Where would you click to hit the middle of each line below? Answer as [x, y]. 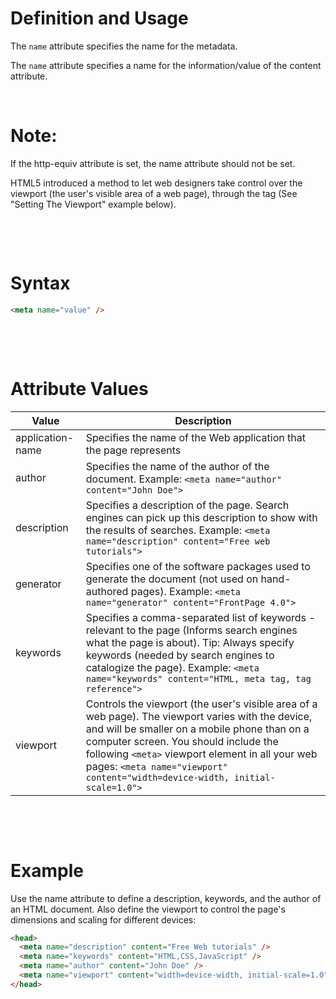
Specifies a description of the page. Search [187, 505]
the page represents [133, 450]
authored [107, 591]
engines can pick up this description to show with [201, 517]
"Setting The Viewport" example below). [93, 204]
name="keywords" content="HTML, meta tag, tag [198, 678]
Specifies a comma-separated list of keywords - [200, 617]
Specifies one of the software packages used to [198, 566]
